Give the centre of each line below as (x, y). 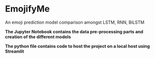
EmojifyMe (27, 9)
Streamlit (15, 51)
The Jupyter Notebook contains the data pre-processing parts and (74, 31)
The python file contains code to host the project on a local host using (77, 46)
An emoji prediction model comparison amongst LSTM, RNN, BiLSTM (75, 22)
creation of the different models (38, 37)
